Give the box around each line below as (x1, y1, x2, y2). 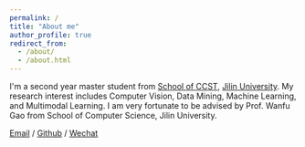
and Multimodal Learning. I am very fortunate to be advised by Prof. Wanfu (9, 100, 290, 110)
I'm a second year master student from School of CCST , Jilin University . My (9, 81, 294, 91)
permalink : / (9, 13, 59, 23)
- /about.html (17, 56, 71, 65)
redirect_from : (9, 38, 68, 48)
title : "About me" (9, 22, 79, 31)
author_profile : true (9, 30, 92, 39)
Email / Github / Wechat (9, 128, 99, 138)
